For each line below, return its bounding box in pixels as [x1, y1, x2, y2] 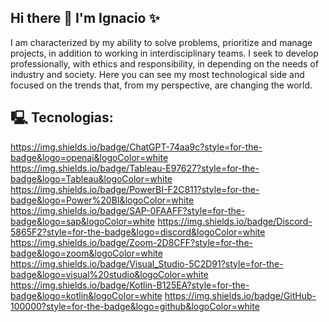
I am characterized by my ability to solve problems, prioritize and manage [10, 36, 313, 48]
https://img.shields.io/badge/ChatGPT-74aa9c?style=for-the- [10, 141, 263, 153]
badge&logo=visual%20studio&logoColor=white [10, 268, 209, 280]
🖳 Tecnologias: [10, 109, 114, 126]
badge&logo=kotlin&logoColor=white [10, 289, 163, 301]
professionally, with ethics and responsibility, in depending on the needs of [10, 57, 319, 70]
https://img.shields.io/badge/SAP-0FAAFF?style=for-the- [10, 204, 246, 216]
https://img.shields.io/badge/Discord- [157, 215, 313, 227]
